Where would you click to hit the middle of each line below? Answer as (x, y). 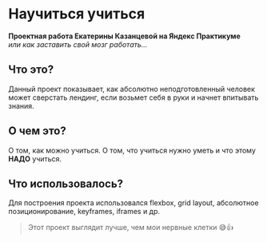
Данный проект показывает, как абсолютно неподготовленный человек (132, 89)
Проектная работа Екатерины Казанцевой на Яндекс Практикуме (125, 36)
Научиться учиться (77, 14)
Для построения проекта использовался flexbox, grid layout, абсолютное (133, 203)
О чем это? (37, 131)
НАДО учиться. (35, 159)
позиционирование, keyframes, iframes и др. (84, 212)
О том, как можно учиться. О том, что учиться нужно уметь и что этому (132, 150)
